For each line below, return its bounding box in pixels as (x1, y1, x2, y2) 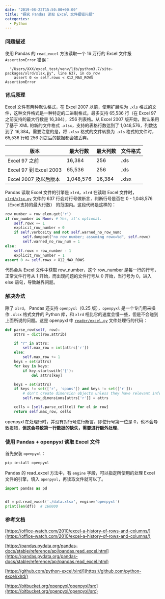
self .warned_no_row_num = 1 (23, 239, 80, 244)
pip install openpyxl (5, 460, 50, 466)
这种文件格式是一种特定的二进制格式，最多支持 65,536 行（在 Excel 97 (13, 110, 156, 116)
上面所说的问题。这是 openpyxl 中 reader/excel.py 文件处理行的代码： (5, 317, 148, 323)
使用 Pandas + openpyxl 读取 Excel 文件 (5, 438, 100, 445)
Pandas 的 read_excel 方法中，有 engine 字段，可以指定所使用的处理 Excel (5, 470, 155, 476)
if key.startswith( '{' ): (23, 368, 74, 373)
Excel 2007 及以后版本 (7, 176, 60, 183)
